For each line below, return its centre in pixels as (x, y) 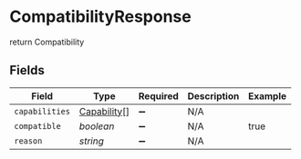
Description (213, 95)
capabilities (42, 111)
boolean (97, 126)
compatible (37, 126)
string (92, 141)
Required (159, 95)
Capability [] (104, 111)
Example (267, 95)
